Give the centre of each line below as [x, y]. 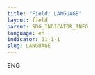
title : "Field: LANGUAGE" [44, 14]
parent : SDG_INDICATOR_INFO [48, 26]
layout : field [28, 20]
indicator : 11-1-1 [34, 40]
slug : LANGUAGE [29, 46]
